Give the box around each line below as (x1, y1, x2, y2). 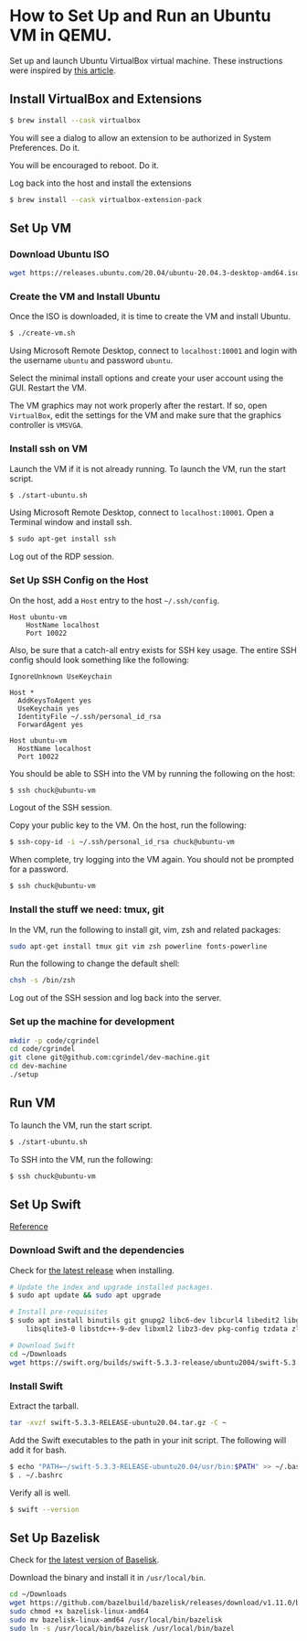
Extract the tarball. (9, 1400, 79, 1411)
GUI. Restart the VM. (9, 382, 87, 393)
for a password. (9, 863, 69, 874)
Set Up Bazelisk (9, 1529, 101, 1546)
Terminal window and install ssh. (9, 517, 132, 528)
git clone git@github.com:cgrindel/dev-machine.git (9, 1053, 210, 1062)
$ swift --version (9, 1505, 79, 1514)
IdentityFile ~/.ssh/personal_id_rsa (17, 712, 162, 721)
